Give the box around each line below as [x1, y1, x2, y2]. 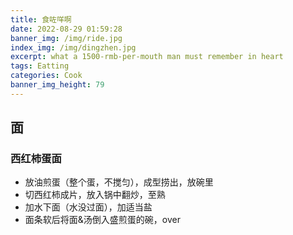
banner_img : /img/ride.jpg [10, 33, 123, 43]
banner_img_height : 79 [10, 80, 105, 90]
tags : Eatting [10, 61, 70, 71]
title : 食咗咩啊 [10, 14, 72, 25]
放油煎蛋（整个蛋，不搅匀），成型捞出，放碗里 [24, 176, 214, 188]
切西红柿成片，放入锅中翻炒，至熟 [24, 189, 166, 201]
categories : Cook [10, 71, 83, 81]
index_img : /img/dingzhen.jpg [10, 42, 137, 53]
